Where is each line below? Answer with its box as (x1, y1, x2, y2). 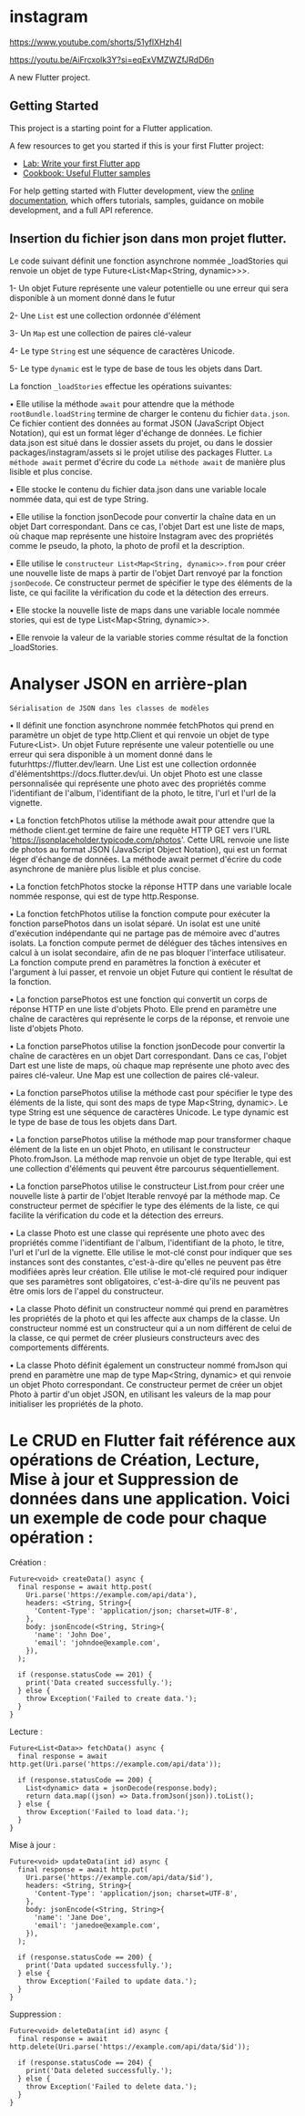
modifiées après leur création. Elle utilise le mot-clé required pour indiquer (9, 1265, 289, 1277)
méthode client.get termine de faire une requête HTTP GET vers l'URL (9, 824, 271, 835)
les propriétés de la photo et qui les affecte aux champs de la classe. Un (9, 1313, 280, 1324)
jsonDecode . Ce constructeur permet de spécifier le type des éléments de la (9, 577, 293, 588)
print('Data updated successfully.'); (25, 1961, 173, 1970)
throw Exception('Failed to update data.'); (25, 1977, 198, 1987)
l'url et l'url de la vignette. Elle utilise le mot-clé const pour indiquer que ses (9, 1246, 293, 1257)
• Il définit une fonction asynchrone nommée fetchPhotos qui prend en (9, 719, 275, 730)
